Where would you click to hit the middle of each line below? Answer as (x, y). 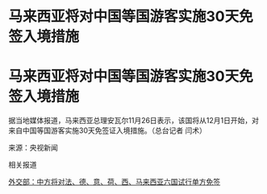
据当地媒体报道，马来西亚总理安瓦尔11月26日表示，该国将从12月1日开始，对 (134, 121)
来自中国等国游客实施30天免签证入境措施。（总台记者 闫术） (108, 130)
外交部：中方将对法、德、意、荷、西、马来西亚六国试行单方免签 (114, 182)
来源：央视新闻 (33, 148)
